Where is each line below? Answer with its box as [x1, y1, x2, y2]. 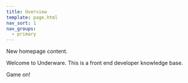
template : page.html [6, 14, 58, 20]
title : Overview [6, 8, 47, 15]
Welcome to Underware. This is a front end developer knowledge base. [6, 60, 183, 67]
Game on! [6, 71, 31, 78]
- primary [11, 31, 36, 37]
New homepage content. [6, 48, 68, 55]
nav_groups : [6, 25, 36, 32]
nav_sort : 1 [6, 20, 36, 26]
